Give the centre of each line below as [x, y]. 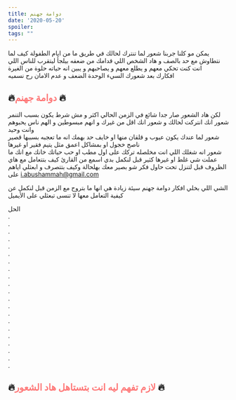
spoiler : [21, 27]
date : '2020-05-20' [37, 20]
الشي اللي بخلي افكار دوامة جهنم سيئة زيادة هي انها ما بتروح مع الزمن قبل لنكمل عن [118, 188]
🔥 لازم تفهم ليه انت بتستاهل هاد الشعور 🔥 [86, 388]
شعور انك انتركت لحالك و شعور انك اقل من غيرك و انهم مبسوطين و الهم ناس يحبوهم [118, 122]
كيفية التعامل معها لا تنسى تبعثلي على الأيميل [66, 195]
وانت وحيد [21, 130]
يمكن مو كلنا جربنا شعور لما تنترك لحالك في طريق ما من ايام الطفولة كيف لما [109, 53]
